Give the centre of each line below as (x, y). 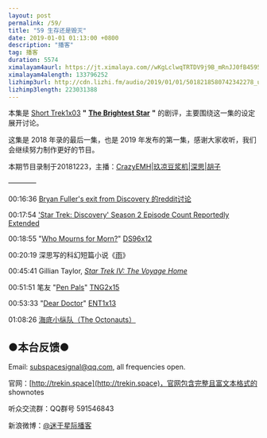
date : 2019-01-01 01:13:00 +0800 (64, 38)
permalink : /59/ (35, 23)
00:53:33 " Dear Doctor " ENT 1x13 (62, 304)
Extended (24, 223)
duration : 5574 (33, 60)
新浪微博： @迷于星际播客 (50, 425)
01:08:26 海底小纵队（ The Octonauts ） (72, 320)
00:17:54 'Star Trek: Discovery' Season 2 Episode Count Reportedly (119, 215)
